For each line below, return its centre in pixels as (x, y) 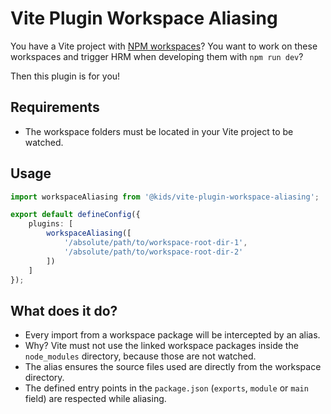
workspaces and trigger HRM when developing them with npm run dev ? (157, 56)
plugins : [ (51, 224)
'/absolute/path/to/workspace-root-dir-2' (153, 252)
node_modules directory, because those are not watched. (140, 356)
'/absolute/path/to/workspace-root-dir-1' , (155, 243)
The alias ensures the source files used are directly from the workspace (173, 367)
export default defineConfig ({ (75, 215)
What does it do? (64, 310)
